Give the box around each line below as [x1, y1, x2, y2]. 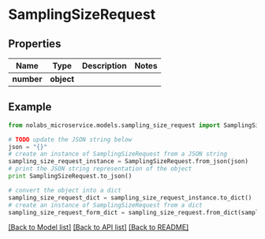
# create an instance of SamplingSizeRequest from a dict [8, 201, 203, 209]
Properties [8, 37, 62, 50]
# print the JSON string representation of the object [8, 165, 192, 173]
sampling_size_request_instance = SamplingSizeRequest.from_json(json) [8, 158, 248, 166]
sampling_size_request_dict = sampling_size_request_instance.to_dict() [8, 193, 252, 202]
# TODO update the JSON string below [8, 136, 132, 144]
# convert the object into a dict [8, 186, 122, 194]
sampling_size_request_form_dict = [8, 208, 125, 216]
